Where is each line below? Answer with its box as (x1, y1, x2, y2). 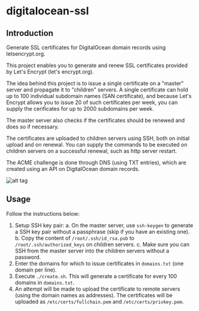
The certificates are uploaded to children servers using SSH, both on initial (6, 135, 190, 142)
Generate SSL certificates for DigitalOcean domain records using (6, 44, 166, 51)
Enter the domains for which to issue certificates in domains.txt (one (14, 260, 184, 267)
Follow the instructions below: (6, 210, 80, 217)
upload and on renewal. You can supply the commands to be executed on (6, 141, 188, 148)
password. (14, 253, 41, 261)
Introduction (6, 28, 54, 38)
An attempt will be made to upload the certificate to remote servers (14, 285, 180, 292)
